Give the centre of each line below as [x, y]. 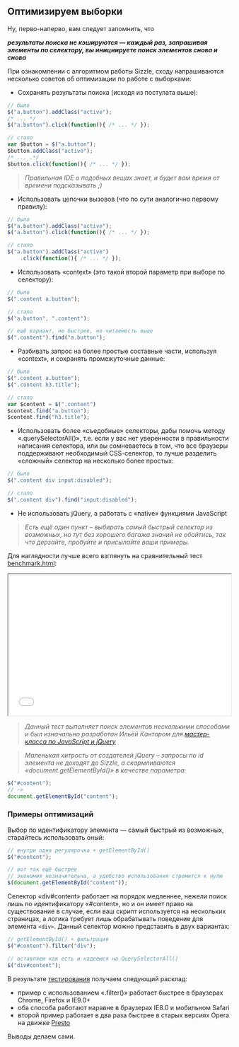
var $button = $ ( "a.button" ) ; [52, 144]
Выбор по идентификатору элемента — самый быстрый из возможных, [116, 830]
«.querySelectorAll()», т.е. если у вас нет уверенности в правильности [123, 439]
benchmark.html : [32, 563]
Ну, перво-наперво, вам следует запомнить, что [81, 28]
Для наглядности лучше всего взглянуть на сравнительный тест [105, 555]
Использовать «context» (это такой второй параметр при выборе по [121, 272]
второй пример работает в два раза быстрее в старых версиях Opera [123, 1015]
